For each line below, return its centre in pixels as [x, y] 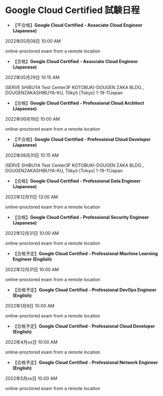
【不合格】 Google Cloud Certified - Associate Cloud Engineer [77, 25]
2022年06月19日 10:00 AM [32, 119]
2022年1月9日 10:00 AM [30, 305]
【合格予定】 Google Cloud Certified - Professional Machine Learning [85, 253]
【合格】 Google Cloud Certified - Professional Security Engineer [80, 217]
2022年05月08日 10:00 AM [33, 41]
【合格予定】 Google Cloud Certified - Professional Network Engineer [85, 362]
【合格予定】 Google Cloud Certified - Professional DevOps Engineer [84, 290]
